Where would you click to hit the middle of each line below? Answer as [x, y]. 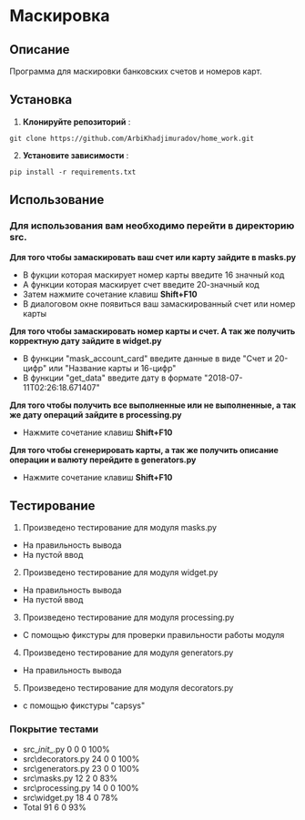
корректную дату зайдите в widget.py [86, 340]
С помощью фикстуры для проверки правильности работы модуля [153, 635]
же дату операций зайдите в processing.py [96, 414]
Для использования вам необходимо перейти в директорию [152, 226]
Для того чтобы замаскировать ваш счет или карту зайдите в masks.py [153, 257]
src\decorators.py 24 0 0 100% [81, 759]
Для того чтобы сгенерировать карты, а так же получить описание [144, 450]
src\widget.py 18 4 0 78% [70, 797]
